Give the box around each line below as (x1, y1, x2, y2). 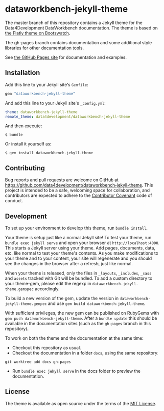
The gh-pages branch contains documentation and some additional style (5, 39, 152, 45)
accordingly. (35, 286, 60, 292)
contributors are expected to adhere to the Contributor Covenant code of (5, 192, 153, 198)
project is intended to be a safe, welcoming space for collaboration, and (5, 188, 150, 193)
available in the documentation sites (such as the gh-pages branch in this (5, 321, 151, 326)
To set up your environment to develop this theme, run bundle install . (5, 225, 148, 231)
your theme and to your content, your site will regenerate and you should (5, 255, 152, 261)
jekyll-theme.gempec (5, 301, 47, 306)
